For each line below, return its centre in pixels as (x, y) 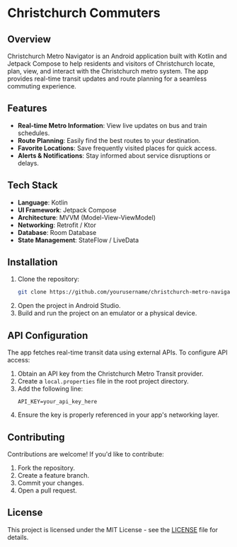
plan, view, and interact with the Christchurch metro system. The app (108, 71)
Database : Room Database (57, 232)
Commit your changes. (51, 483)
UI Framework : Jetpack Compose (67, 209)
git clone (32, 292)
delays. (28, 163)
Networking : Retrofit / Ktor (57, 225)
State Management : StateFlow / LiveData (78, 240)
